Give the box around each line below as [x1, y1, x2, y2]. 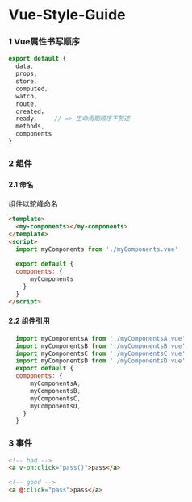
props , [15, 70, 38, 78]
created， [15, 107, 48, 115]
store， [15, 77, 40, 86]
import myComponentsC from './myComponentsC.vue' [15, 349, 186, 358]
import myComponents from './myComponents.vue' [15, 245, 179, 253]
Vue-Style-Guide [8, 6, 126, 24]
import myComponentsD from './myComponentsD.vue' [15, 357, 186, 365]
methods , [15, 123, 45, 131]
